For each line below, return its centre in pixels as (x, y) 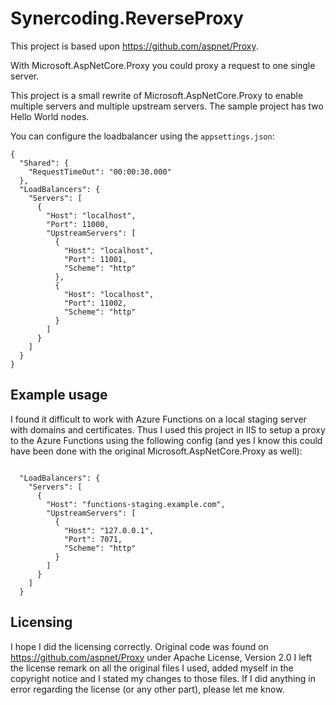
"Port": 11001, (95, 259)
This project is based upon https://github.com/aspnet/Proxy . (134, 46)
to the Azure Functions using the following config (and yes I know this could (166, 440)
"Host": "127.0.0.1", (109, 530)
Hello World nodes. (50, 116)
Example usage (59, 395)
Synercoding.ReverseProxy (127, 18)
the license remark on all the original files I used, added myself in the (152, 668)
